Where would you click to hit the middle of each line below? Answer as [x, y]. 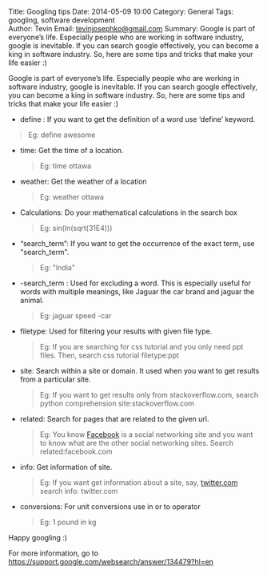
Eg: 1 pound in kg [68, 522]
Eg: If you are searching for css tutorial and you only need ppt [141, 347]
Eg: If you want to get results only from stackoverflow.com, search [149, 395]
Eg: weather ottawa [72, 197]
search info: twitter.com [79, 491]
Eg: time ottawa [66, 166]
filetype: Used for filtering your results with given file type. [116, 331]
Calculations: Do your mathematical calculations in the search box [128, 212]
